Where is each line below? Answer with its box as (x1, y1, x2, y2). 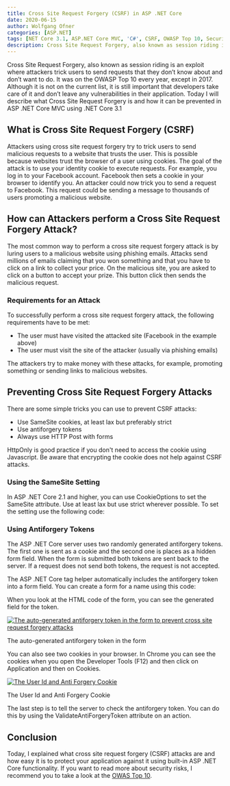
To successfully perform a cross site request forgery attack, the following (7, 311, 214, 319)
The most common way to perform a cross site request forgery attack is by (7, 242, 219, 250)
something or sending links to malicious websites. (7, 366, 148, 375)
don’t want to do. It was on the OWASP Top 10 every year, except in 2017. (7, 75, 214, 83)
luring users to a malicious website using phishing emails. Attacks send (7, 249, 208, 257)
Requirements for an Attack (7, 295, 101, 305)
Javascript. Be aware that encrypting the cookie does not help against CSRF (7, 453, 222, 461)
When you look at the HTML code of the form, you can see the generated (7, 596, 214, 604)
